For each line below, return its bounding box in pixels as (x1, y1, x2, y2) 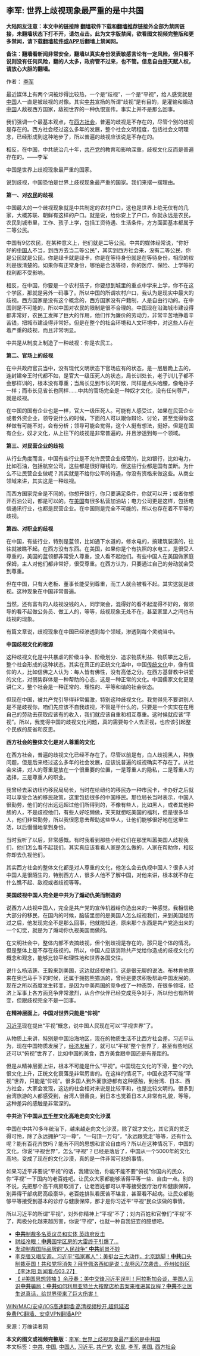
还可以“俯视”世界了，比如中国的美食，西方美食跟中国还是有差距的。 (6, 1050, 173, 1057)
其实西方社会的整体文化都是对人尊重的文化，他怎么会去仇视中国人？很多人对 (6, 863, 194, 871)
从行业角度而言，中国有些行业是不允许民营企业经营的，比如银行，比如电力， (6, 454, 194, 462)
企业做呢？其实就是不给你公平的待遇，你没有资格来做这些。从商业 (32, 469, 194, 476)
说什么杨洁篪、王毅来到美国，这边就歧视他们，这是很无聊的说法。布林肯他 (6, 967, 189, 974)
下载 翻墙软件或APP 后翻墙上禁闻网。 (32, 38, 121, 45)
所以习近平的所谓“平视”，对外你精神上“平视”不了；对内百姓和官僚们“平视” (6, 1210, 187, 1217)
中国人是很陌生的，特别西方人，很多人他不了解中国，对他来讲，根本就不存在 (6, 871, 194, 878)
